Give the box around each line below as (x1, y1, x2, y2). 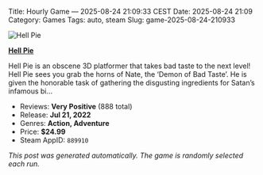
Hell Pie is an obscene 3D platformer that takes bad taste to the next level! (8, 61, 251, 70)
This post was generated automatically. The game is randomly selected (8, 150, 244, 160)
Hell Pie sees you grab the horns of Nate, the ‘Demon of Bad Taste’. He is (8, 70, 248, 78)
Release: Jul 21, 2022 (19, 110, 91, 120)
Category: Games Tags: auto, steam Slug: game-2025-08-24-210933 (8, 15, 236, 25)
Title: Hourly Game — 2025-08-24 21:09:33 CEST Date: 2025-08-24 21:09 (8, 7, 253, 16)
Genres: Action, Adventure (19, 119, 110, 127)
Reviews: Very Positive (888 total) (19, 102, 133, 111)
